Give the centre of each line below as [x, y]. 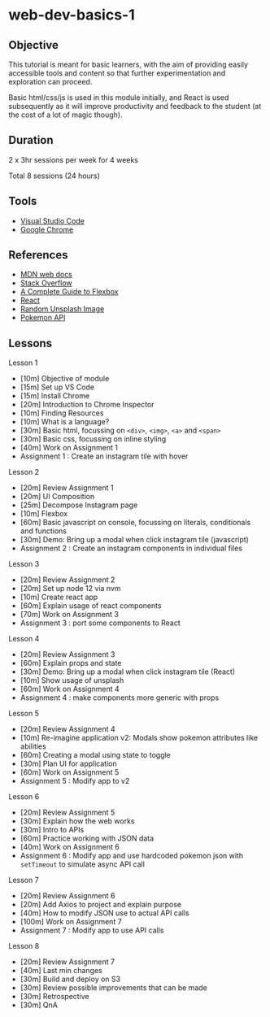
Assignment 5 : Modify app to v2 [75, 781]
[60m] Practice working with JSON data [87, 838]
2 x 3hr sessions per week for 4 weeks [73, 159]
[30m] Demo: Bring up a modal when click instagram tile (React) [128, 671]
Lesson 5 [24, 714]
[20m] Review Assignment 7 [67, 962]
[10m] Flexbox [44, 514]
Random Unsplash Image [62, 309]
